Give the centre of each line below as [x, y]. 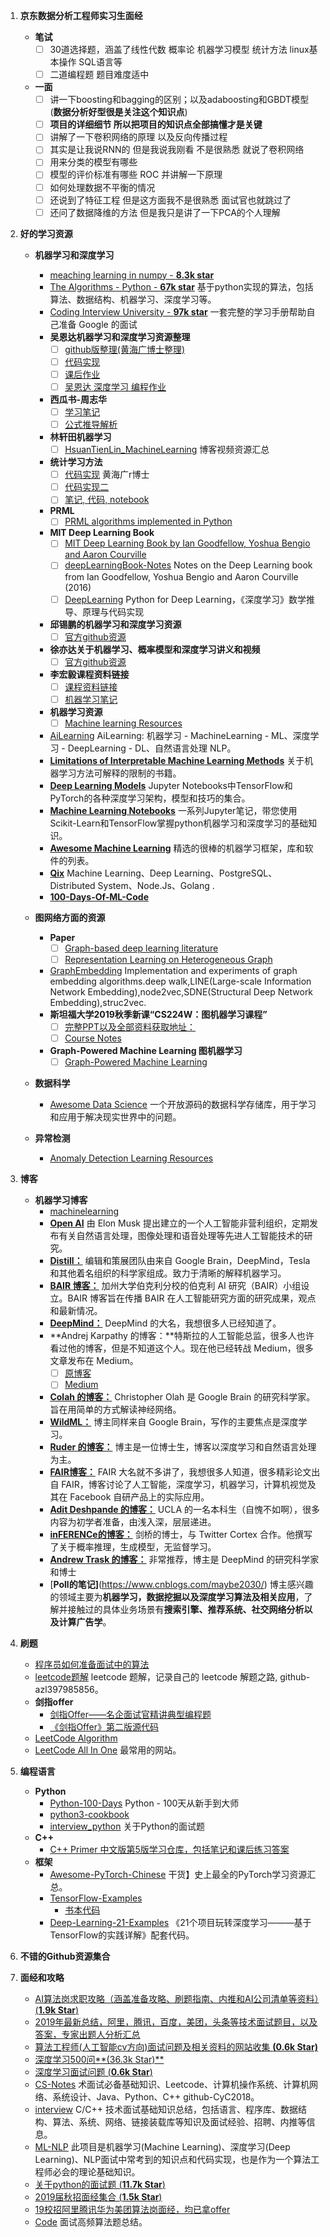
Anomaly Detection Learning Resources [131, 1158]
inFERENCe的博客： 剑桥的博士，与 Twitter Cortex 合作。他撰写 [181, 1535]
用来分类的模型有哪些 [93, 162]
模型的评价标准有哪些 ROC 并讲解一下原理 [136, 175]
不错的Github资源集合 [65, 1956]
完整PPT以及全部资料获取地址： [130, 1027]
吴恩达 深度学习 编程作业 [115, 386]
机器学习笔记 [91, 699]
